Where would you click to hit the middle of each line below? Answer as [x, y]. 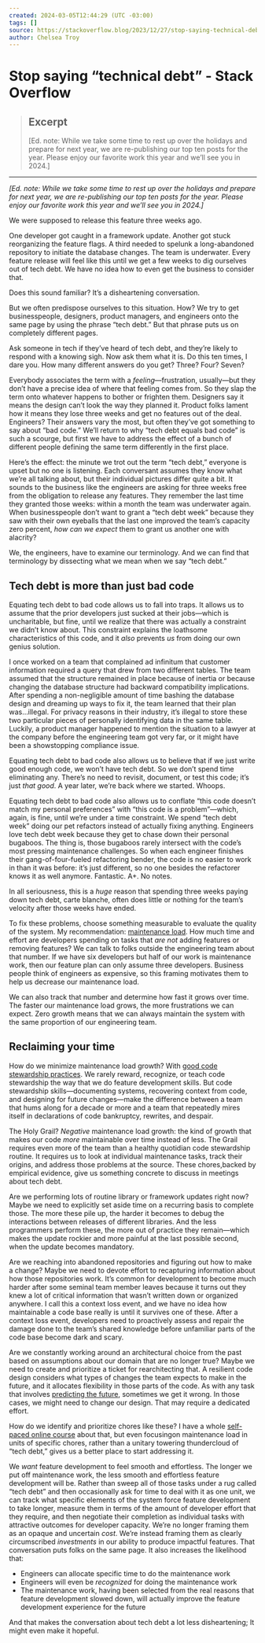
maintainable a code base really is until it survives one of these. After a [123, 1312]
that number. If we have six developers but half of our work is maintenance [130, 957]
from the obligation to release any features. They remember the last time [126, 495]
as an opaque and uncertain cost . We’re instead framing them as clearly [125, 1533]
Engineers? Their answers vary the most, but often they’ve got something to [132, 422]
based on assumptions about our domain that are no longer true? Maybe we [132, 1361]
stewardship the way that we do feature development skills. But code [121, 1082]
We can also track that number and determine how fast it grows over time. [129, 997]
